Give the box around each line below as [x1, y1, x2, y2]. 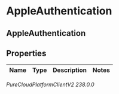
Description [53, 66, 87, 74]
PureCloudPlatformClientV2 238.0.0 [6, 81, 94, 88]
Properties [6, 48, 47, 58]
